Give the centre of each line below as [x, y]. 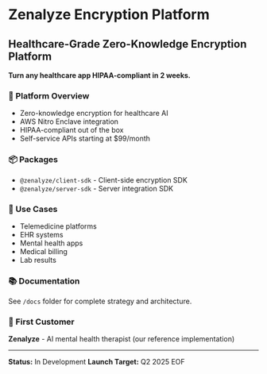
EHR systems [41, 234]
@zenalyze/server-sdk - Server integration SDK [96, 188]
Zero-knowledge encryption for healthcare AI [94, 114]
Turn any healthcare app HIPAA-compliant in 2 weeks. [99, 75]
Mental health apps [51, 243]
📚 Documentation [44, 281]
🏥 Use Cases [33, 209]
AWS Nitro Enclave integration [69, 121]
